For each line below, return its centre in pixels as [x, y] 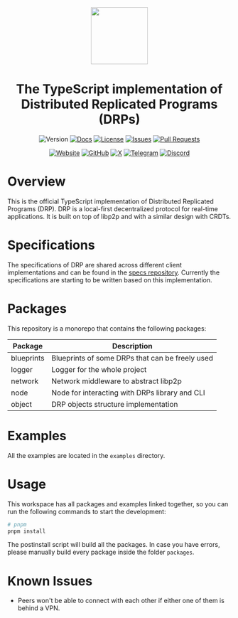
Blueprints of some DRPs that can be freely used [132, 358]
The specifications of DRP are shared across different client [95, 265]
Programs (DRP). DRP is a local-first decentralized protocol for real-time [113, 208]
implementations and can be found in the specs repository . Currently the [114, 272]
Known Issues [50, 581]
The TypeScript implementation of [119, 89]
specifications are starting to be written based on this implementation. [110, 279]
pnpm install [27, 531]
